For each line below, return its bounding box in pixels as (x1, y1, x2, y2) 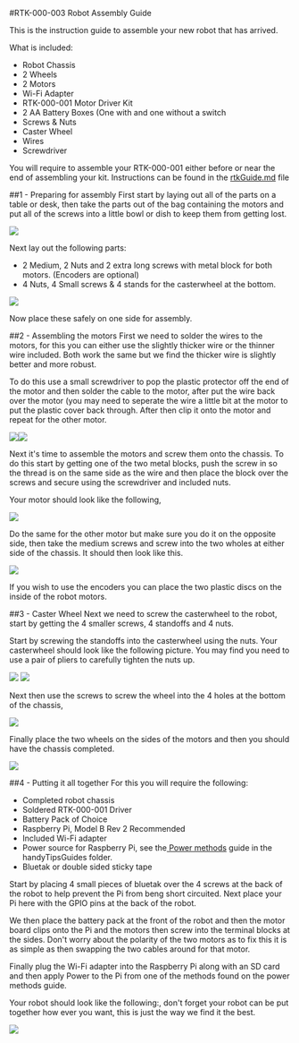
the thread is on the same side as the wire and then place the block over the (9, 467, 288, 478)
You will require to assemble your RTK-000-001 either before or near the (9, 163, 276, 173)
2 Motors (21, 79, 56, 89)
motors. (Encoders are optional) (21, 269, 140, 280)
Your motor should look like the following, (9, 494, 162, 505)
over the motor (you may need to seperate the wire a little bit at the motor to (9, 396, 288, 406)
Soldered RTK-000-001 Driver (21, 805, 132, 815)
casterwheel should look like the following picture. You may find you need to (9, 645, 290, 655)
